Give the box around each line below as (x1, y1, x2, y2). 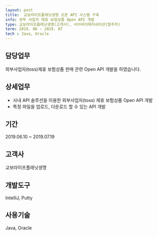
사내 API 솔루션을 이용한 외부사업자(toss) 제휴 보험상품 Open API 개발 (12, 97, 153, 103)
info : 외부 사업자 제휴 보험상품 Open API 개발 (5, 17, 95, 22)
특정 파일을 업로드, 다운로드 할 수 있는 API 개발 (12, 103, 106, 110)
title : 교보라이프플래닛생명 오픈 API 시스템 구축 (5, 12, 100, 17)
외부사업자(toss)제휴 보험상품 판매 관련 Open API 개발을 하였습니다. (5, 66, 141, 72)
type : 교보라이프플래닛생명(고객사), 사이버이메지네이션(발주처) (5, 22, 121, 27)
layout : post (5, 7, 33, 13)
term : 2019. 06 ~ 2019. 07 (5, 27, 63, 32)
